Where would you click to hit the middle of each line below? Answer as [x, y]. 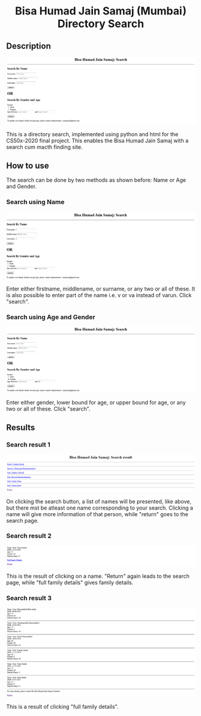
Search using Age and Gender [51, 317]
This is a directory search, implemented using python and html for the [92, 134]
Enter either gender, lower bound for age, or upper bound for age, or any [96, 402]
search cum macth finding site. [44, 147]
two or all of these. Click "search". [48, 409]
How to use [28, 166]
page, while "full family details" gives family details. [70, 583]
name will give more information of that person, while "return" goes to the [97, 514]
